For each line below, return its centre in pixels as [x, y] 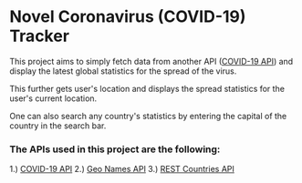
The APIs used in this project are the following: [115, 149]
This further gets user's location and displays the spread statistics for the [147, 88]
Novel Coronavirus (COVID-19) [128, 17]
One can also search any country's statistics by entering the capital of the [148, 116]
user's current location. [53, 98]
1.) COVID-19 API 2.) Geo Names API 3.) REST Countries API [122, 169]
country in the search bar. [58, 126]
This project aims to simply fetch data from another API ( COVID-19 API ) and [151, 61]
